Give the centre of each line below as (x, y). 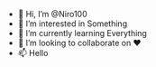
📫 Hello (33, 53)
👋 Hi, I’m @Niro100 (52, 14)
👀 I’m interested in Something (73, 24)
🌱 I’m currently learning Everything (82, 33)
